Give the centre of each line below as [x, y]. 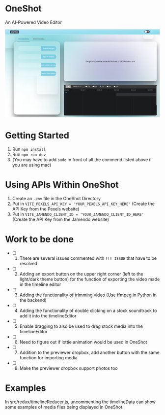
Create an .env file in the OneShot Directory [56, 199]
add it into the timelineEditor [48, 315]
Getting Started [37, 136]
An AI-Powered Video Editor [34, 22]
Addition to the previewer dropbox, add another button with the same [89, 352]
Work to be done [40, 239]
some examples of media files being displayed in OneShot [64, 407]
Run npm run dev [29, 155]
